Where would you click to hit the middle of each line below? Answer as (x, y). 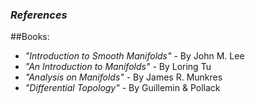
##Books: (30, 37)
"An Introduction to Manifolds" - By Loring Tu (118, 67)
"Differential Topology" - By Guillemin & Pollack (122, 88)
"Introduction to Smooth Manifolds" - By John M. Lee (134, 56)
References (39, 15)
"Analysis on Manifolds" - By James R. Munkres (123, 77)
